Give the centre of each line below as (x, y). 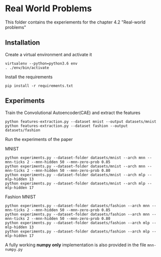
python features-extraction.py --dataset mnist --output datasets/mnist (81, 121)
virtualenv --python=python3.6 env (41, 63)
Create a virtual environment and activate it (48, 54)
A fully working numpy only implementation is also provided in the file (76, 245)
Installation (23, 43)
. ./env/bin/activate (27, 68)
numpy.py (14, 249)
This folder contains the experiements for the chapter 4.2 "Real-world (75, 22)
